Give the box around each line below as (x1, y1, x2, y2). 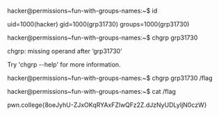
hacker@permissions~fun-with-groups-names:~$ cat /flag (7, 88, 176, 95)
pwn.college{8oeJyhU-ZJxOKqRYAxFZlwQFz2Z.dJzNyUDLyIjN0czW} (7, 101, 207, 109)
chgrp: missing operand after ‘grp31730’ (7, 47, 122, 55)
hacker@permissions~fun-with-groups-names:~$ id (7, 7, 158, 15)
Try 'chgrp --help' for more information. (7, 60, 121, 69)
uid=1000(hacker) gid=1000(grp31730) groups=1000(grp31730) (7, 20, 190, 28)
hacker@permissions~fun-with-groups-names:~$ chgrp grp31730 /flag (7, 74, 213, 82)
